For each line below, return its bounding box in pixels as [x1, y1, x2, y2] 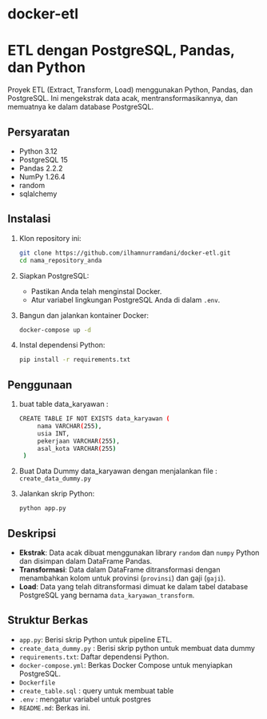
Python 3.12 [18, 146, 58, 156]
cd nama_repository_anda [18, 256, 102, 264]
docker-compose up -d [18, 326, 91, 334]
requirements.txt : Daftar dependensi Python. [18, 652, 169, 661]
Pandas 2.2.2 [18, 163, 63, 173]
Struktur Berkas [7, 613, 89, 627]
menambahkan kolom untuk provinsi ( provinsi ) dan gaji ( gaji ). [18, 573, 226, 583]
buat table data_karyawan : [18, 400, 109, 409]
